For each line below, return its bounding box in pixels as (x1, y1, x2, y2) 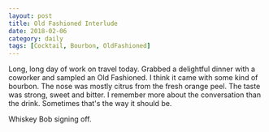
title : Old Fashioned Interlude (8, 19, 118, 28)
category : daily (8, 34, 63, 43)
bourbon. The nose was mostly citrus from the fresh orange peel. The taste (8, 82, 261, 92)
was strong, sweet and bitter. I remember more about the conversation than (8, 90, 262, 100)
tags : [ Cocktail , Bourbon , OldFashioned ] (8, 42, 151, 50)
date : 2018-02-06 (8, 27, 67, 35)
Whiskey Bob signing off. (8, 114, 92, 124)
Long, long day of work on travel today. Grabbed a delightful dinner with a (8, 64, 256, 74)
